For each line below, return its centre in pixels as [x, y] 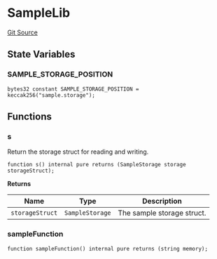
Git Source [23, 32]
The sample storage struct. [162, 213]
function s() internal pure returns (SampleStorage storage [97, 165]
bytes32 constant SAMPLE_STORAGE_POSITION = [73, 89]
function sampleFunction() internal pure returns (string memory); [108, 248]
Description [162, 201]
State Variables [41, 54]
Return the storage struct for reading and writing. [78, 152]
